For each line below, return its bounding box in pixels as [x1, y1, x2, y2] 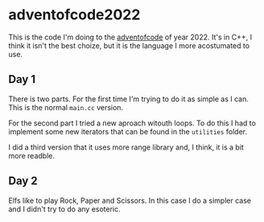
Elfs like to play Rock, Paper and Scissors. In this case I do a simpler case [8, 195, 252, 205]
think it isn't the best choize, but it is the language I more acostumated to [8, 40, 250, 50]
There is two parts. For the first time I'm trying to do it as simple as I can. [8, 94, 250, 104]
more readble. [8, 150, 55, 160]
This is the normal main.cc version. [8, 102, 123, 112]
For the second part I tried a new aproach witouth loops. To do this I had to [8, 118, 256, 128]
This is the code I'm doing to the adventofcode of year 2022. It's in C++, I [8, 32, 253, 42]
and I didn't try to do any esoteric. [8, 203, 121, 214]
